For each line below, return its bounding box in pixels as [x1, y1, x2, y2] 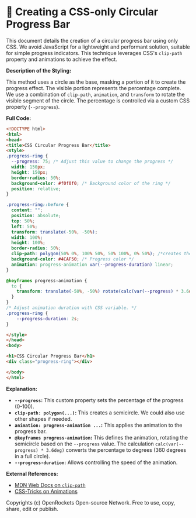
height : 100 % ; [11, 240, 45, 246]
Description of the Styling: [6, 67, 72, 74]
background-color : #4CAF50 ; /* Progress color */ [11, 256, 134, 262]
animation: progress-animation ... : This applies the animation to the [14, 421, 183, 428]
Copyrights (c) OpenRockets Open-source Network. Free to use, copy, [6, 499, 176, 506]
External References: [6, 470, 58, 477]
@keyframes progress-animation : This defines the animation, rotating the [14, 434, 188, 441]
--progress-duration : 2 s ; [16, 315, 80, 321]
